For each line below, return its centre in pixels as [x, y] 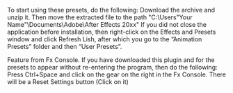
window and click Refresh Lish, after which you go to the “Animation [105, 39]
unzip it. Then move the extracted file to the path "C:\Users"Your [100, 17]
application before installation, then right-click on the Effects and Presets [112, 32]
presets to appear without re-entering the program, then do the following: [112, 67]
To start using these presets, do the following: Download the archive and [111, 10]
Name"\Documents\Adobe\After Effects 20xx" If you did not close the [107, 24]
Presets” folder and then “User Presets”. [65, 46]
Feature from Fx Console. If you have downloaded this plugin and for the [111, 60]
